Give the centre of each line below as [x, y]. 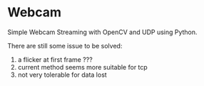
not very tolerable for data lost [62, 75]
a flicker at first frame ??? [55, 59]
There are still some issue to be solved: [65, 45]
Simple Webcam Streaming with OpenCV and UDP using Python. [102, 32]
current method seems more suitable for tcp [82, 67]
